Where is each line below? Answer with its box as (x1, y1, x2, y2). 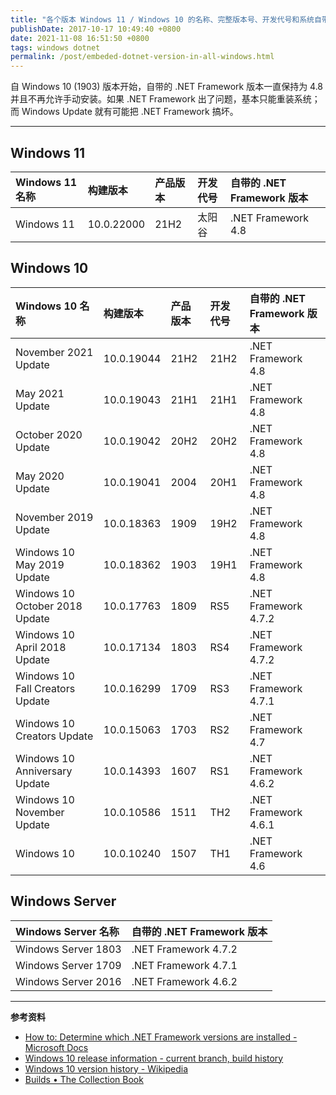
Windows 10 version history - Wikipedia (24, 1062, 189, 1075)
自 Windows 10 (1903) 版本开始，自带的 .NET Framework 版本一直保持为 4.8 (10, 81, 324, 93)
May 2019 (15, 557, 65, 571)
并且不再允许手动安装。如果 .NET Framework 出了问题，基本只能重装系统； (10, 93, 321, 105)
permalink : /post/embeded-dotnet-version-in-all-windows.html (10, 52, 275, 62)
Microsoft (24, 1041, 65, 1053)
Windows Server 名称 (15, 924, 120, 938)
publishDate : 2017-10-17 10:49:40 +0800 (10, 24, 182, 34)
